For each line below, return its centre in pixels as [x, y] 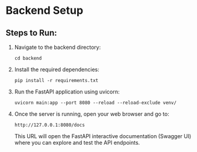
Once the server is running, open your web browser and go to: [92, 114]
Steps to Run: [32, 33]
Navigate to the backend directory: [58, 47]
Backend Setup [45, 11]
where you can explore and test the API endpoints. [77, 143]
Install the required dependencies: [57, 69]
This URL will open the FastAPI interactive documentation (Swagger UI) [103, 136]
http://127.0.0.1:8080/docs [49, 125]
